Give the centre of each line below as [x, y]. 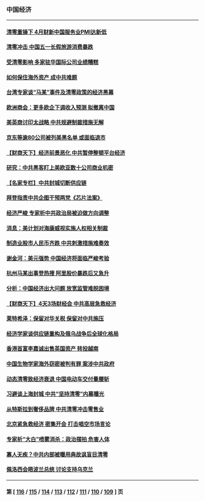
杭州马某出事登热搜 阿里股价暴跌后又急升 [58, 273]
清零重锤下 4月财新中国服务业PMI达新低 [56, 32]
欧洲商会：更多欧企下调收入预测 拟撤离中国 [60, 107]
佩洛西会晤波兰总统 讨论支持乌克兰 [50, 469]
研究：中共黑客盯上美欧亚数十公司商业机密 [60, 168]
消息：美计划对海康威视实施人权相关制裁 [57, 228]
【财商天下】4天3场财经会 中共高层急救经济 [61, 304]
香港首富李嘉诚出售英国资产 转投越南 [52, 349]
